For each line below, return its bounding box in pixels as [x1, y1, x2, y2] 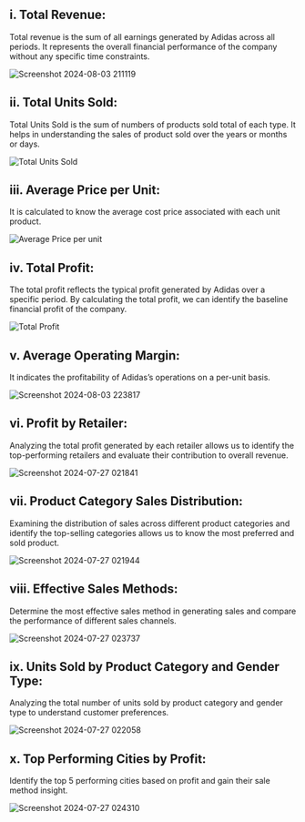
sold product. [9, 537, 60, 548]
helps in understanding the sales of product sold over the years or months [9, 128, 288, 139]
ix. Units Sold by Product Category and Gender [9, 659, 280, 675]
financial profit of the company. [9, 304, 127, 315]
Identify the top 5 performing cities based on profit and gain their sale [9, 776, 270, 786]
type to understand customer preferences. [9, 707, 169, 718]
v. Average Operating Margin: [9, 348, 180, 363]
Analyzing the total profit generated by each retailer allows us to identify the [9, 440, 294, 451]
